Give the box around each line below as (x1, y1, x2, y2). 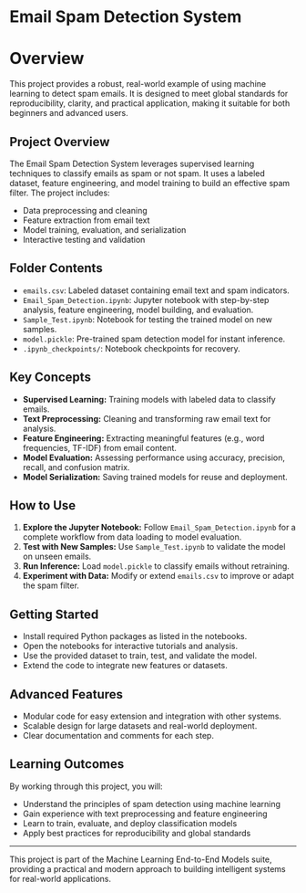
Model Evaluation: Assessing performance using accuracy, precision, (22, 452, 285, 463)
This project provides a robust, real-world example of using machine (9, 79, 267, 89)
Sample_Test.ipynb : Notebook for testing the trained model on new (22, 313, 273, 325)
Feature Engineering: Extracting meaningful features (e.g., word (22, 432, 265, 444)
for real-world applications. (9, 873, 112, 884)
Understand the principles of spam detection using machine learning (22, 798, 280, 809)
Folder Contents (9, 260, 103, 276)
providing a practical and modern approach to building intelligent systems (9, 863, 286, 874)
